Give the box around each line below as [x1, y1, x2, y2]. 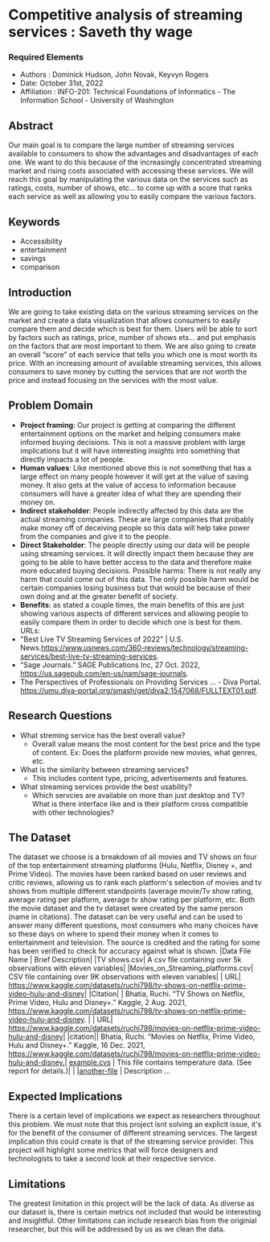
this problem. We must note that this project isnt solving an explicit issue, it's [8, 1119, 262, 1129]
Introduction [8, 285, 72, 299]
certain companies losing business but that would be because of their [19, 583, 252, 592]
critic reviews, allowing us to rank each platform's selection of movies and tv [8, 878, 263, 887]
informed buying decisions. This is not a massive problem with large [19, 437, 246, 447]
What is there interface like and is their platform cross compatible [31, 799, 249, 808]
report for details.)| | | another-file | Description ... [8, 1066, 171, 1076]
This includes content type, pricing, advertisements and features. [31, 773, 248, 783]
